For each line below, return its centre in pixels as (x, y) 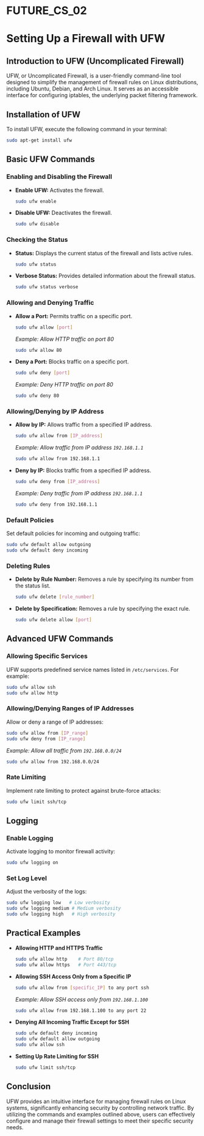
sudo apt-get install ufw (39, 140)
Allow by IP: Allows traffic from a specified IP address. (83, 424)
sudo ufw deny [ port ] (43, 373)
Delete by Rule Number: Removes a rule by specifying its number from (104, 579)
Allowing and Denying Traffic (50, 303)
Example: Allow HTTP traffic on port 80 (65, 339)
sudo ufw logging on (33, 863)
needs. (15, 1127)
